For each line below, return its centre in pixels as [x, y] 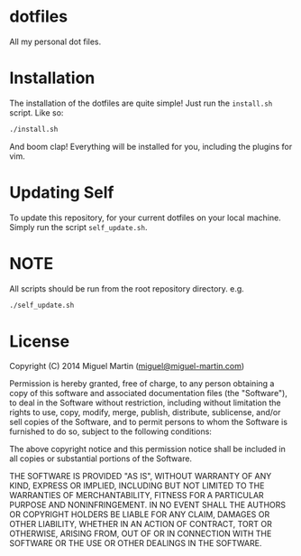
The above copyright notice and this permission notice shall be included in [147, 449]
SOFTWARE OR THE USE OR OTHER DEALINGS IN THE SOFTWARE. [136, 543]
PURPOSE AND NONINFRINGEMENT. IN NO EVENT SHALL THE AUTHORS [148, 505]
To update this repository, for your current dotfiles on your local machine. [145, 218]
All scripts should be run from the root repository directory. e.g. [127, 288]
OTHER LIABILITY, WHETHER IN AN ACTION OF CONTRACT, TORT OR [141, 524]
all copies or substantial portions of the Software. [100, 459]
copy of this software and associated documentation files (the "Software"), [149, 394]
